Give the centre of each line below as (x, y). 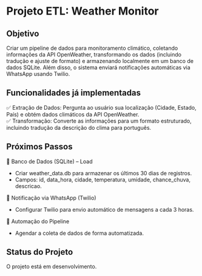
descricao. (29, 186)
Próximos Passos (39, 147)
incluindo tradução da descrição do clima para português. (79, 127)
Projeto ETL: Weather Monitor (82, 11)
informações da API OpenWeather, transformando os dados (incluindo (94, 55)
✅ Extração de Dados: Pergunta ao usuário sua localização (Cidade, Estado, (102, 107)
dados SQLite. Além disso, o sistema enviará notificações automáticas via (99, 67)
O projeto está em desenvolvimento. (52, 267)
